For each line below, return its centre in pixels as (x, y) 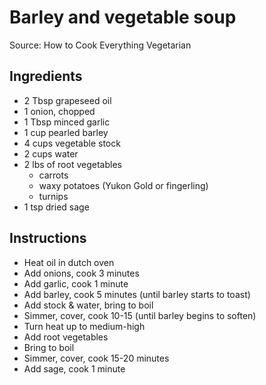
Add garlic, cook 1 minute (76, 283)
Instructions (48, 238)
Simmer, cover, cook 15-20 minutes (96, 358)
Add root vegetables (66, 337)
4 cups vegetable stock (72, 143)
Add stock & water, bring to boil (88, 305)
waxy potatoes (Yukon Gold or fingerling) (123, 185)
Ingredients (46, 76)
